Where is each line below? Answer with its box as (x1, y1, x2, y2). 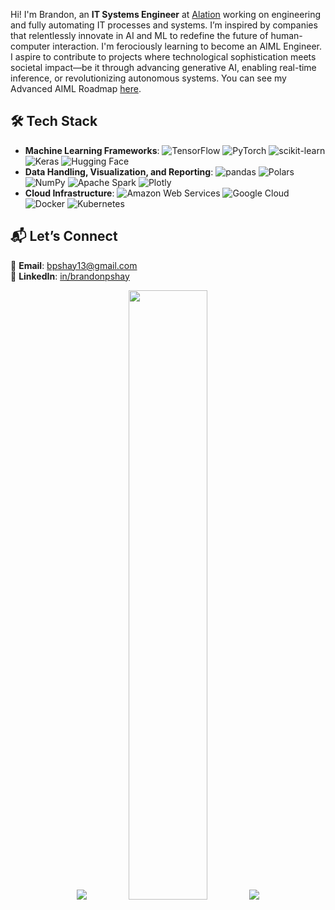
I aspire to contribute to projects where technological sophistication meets (10, 51, 317, 63)
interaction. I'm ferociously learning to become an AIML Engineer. (52, 40, 323, 52)
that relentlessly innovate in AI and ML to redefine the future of (10, 30, 269, 41)
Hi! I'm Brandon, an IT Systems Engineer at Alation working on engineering (10, 9, 322, 20)
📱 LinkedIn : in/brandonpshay (10, 270, 130, 282)
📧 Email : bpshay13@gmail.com (10, 259, 138, 271)
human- (270, 30, 303, 41)
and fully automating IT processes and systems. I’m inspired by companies (10, 19, 318, 31)
